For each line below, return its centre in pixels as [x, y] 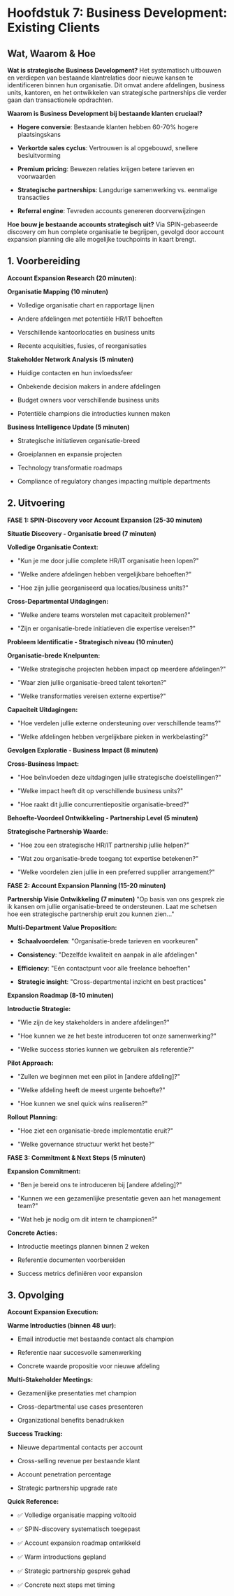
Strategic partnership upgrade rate [67, 1488]
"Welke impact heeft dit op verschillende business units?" [100, 790]
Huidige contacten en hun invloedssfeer [75, 372]
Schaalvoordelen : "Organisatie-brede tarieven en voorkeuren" [108, 941]
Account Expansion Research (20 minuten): [72, 278]
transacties [34, 197]
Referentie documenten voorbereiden [71, 1260]
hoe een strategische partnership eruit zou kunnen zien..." [91, 914]
